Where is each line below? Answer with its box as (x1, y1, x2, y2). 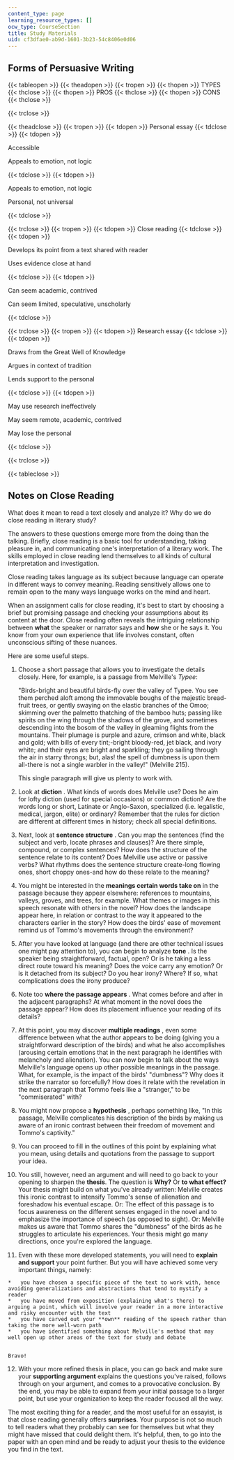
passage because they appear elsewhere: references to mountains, (17, 889, 212, 897)
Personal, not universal (8, 197, 74, 206)
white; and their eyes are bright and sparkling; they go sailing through (17, 745, 218, 754)
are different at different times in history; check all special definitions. (17, 817, 217, 825)
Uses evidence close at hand (8, 259, 91, 268)
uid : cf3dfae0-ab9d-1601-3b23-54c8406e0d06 (8, 36, 136, 43)
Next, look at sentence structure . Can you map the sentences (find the (17, 831, 225, 839)
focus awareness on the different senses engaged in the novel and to (17, 1207, 217, 1216)
